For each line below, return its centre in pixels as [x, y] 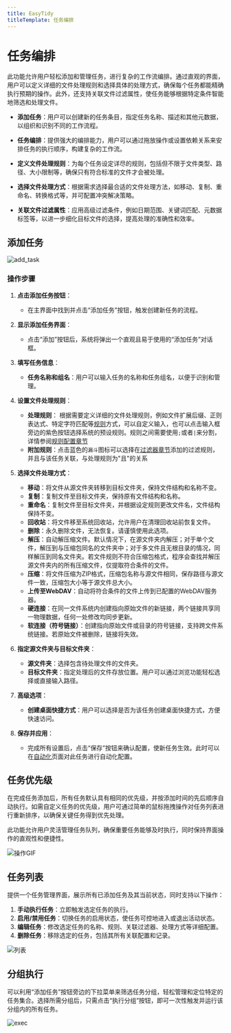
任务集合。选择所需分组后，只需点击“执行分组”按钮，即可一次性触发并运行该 [115, 1000]
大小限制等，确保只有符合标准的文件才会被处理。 [99, 172]
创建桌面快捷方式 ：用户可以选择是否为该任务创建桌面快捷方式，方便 [124, 710]
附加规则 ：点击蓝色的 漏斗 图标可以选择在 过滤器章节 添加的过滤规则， [123, 450]
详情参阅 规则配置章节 [57, 441]
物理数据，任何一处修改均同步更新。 [85, 616]
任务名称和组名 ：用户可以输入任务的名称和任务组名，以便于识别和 [121, 377]
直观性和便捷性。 [43, 839]
